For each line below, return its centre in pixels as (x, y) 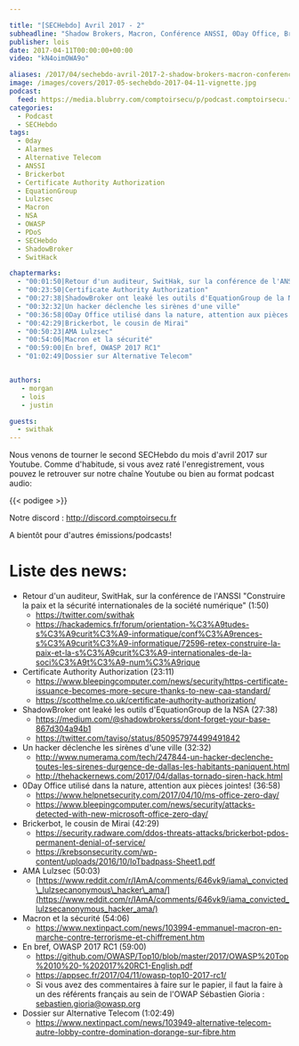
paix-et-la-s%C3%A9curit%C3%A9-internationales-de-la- (143, 653)
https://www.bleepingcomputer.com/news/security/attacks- (145, 805)
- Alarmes (35, 149)
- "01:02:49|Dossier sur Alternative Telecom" (105, 357)
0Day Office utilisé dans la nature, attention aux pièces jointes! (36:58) (151, 785)
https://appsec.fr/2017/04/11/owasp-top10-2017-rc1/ (131, 975)
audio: (21, 484)
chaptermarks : (36, 273)
